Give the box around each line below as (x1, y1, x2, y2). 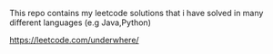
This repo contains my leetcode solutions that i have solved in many (9, 8, 264, 18)
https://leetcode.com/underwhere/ (9, 35, 139, 45)
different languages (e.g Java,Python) (9, 17, 152, 28)
